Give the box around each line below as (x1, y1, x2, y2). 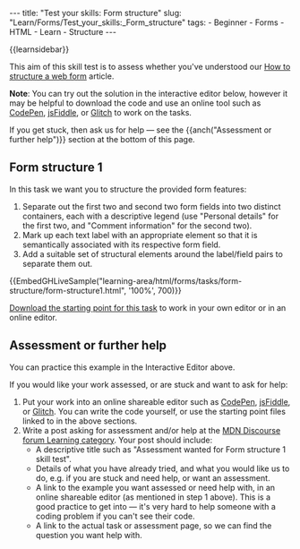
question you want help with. (35, 529, 142, 540)
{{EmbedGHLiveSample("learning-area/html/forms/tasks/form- (9, 275, 243, 286)
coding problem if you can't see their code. (35, 510, 195, 521)
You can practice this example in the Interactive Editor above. (9, 362, 236, 373)
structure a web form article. (9, 71, 115, 81)
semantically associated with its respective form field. (21, 239, 221, 250)
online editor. (9, 312, 58, 322)
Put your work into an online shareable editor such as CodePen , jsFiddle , (21, 396, 291, 407)
